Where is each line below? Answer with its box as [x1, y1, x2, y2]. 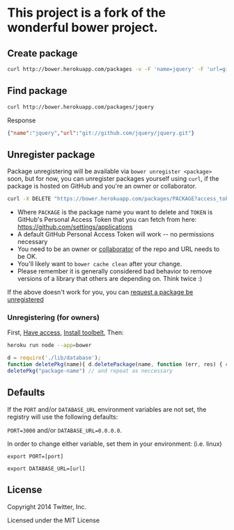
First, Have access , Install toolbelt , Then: [7, 328, 124, 337]
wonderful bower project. [7, 19, 158, 35]
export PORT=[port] [7, 453, 64, 460]
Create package [7, 47, 78, 59]
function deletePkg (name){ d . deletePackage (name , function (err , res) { [7, 361, 223, 368]
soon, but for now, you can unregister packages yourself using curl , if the [7, 175, 219, 183]
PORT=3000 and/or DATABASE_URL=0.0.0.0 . [7, 426, 122, 434]
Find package [7, 85, 68, 97]
